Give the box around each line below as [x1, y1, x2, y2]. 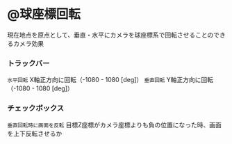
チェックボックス [7, 104, 65, 113]
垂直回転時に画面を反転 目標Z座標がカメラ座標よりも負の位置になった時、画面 [7, 120, 222, 129]
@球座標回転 [7, 6, 81, 22]
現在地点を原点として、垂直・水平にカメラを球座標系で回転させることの [7, 31, 214, 39]
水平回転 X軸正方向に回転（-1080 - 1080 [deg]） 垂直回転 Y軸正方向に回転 [7, 76, 214, 84]
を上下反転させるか [7, 129, 63, 138]
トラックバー [7, 58, 50, 68]
